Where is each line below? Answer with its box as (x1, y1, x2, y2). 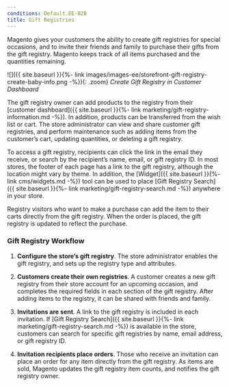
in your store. (7, 191, 44, 199)
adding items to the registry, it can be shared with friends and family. (16, 294, 211, 302)
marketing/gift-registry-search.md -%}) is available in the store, (16, 322, 197, 330)
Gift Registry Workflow (7, 236, 85, 246)
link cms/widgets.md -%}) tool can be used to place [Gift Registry (7, 177, 193, 185)
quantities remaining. (7, 57, 66, 65)
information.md (7, 112, 50, 121)
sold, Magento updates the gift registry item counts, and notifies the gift (16, 364, 220, 373)
